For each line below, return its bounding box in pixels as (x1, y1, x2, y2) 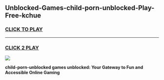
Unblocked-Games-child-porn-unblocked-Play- (5, 4, 155, 12)
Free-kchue (5, 12, 41, 20)
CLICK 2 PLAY (5, 44, 39, 51)
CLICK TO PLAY (5, 26, 43, 33)
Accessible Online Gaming (5, 69, 60, 75)
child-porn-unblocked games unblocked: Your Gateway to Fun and (5, 64, 143, 70)
